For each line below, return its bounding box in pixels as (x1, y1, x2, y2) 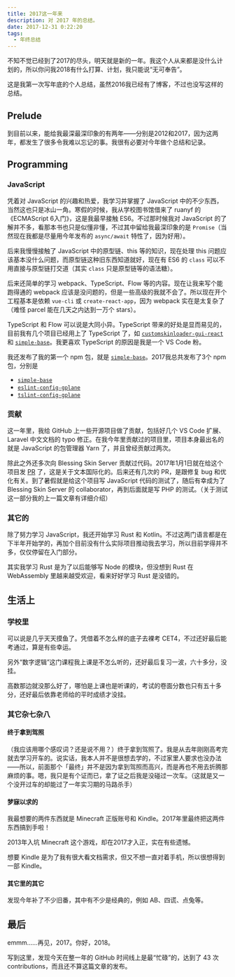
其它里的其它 (7, 879, 44, 887)
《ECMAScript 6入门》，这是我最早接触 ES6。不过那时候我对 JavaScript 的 (7, 214, 221, 222)
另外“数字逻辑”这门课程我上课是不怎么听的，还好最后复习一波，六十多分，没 (7, 657, 227, 666)
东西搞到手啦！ (7, 823, 50, 832)
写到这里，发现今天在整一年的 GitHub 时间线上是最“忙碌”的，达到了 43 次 (7, 953, 219, 962)
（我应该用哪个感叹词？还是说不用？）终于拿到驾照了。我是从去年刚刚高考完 (7, 745, 228, 754)
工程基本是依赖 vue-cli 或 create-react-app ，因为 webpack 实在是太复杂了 (7, 296, 225, 305)
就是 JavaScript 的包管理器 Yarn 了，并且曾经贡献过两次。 (7, 443, 175, 452)
